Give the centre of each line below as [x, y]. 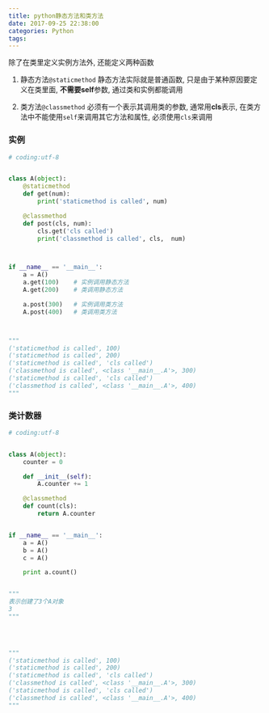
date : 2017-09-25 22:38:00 [54, 23]
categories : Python [41, 31]
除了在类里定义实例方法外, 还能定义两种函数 [81, 62]
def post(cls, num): [57, 223]
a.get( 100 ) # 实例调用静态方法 [76, 283]
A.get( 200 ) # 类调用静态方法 [73, 290]
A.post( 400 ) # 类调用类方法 [70, 312]
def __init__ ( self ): [57, 477]
